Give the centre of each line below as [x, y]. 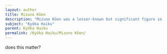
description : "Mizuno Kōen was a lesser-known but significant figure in [84, 19]
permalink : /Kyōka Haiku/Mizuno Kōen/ [45, 33]
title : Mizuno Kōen [25, 14]
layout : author [21, 10]
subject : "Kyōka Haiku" [30, 24]
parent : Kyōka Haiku [27, 28]
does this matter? [23, 47]
